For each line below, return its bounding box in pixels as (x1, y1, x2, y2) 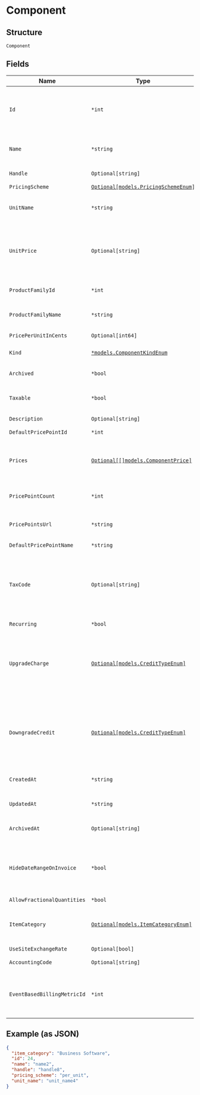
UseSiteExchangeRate (9, 945, 67, 952)
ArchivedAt (9, 825, 40, 832)
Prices (9, 457, 28, 464)
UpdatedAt (9, 801, 37, 807)
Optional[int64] (91, 332, 137, 339)
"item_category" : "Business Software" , (11, 1050, 111, 1056)
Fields (6, 59, 30, 69)
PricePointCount (9, 492, 55, 500)
